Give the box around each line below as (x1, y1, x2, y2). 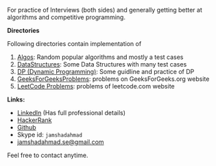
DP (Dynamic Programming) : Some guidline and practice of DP (16, 68, 195, 75)
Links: (7, 95, 25, 104)
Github (16, 123, 36, 131)
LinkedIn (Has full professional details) (16, 109, 125, 117)
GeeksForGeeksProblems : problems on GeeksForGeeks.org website (16, 75, 210, 83)
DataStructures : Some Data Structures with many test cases (16, 60, 187, 68)
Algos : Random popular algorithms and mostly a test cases (16, 53, 184, 61)
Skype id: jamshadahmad (16, 130, 82, 139)
